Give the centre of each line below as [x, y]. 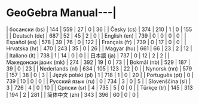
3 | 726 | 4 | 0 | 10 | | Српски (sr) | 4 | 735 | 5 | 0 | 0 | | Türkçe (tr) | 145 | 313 [99, 87]
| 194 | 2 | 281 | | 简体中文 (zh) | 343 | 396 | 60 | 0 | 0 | [73, 94]
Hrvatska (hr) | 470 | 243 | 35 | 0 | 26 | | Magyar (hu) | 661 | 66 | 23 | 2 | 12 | [99, 48]
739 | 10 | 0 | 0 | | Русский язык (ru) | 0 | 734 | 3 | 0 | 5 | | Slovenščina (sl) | [99, 81]
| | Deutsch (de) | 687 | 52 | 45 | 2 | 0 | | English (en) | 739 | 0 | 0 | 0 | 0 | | [96, 35]
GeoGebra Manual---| [61, 13]
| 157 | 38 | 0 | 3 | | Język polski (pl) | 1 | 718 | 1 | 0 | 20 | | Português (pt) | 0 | [100, 75]
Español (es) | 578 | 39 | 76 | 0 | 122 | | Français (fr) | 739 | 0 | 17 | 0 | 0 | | [96, 42]
